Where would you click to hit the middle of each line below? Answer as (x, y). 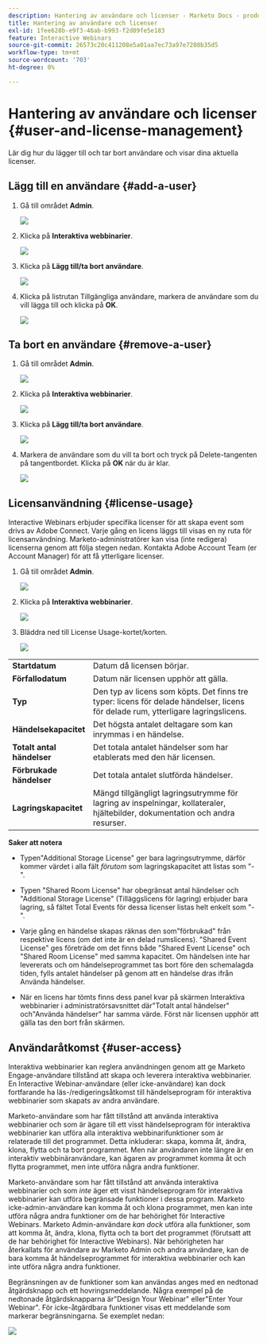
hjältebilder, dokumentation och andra (164, 813)
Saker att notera (35, 843)
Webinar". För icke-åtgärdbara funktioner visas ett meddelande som (120, 1307)
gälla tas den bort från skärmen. (72, 1022)
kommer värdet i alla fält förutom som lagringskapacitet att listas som (133, 866)
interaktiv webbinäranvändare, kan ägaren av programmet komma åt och (127, 1158)
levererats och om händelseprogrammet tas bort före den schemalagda (137, 965)
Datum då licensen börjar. (141, 666)
